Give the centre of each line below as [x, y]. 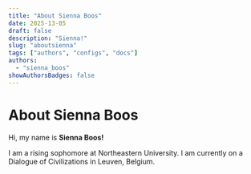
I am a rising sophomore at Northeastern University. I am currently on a [125, 152]
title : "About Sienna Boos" [55, 16]
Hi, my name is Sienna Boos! [56, 137]
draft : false [30, 30]
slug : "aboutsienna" [43, 46]
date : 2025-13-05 [37, 23]
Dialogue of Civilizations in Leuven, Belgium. [82, 161]
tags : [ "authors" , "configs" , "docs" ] [73, 53]
